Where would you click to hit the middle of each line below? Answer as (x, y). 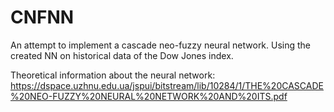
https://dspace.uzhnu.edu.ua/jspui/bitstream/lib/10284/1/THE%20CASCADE (167, 85)
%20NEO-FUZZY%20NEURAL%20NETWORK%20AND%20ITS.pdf (149, 96)
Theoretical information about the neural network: (113, 75)
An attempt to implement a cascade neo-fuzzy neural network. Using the (161, 45)
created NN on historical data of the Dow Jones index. (122, 55)
